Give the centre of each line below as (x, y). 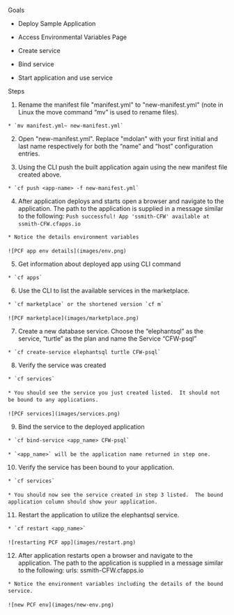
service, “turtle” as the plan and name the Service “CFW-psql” (107, 339)
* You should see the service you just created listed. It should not (114, 393)
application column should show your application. (83, 502)
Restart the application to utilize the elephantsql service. (99, 515)
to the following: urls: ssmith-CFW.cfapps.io (81, 570)
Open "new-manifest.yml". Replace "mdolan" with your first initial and (118, 139)
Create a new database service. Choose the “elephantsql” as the (111, 331)
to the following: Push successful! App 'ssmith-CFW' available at (114, 216)
